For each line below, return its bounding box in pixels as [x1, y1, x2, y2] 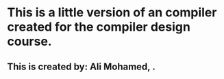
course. [7, 34, 53, 49]
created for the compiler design [7, 19, 190, 35]
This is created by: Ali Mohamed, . [7, 61, 155, 72]
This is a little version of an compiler [7, 5, 217, 20]
